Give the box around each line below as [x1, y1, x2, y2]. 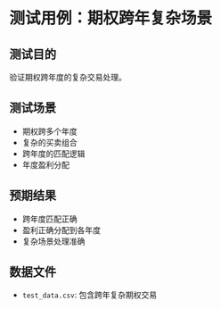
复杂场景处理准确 [21, 236, 86, 246]
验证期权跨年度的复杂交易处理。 [9, 72, 127, 82]
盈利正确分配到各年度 [21, 224, 101, 235]
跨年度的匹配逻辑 [21, 148, 86, 159]
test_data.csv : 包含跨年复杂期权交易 [21, 289, 158, 300]
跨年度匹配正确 [21, 213, 78, 224]
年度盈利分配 [21, 159, 70, 170]
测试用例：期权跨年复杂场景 [9, 8, 213, 29]
